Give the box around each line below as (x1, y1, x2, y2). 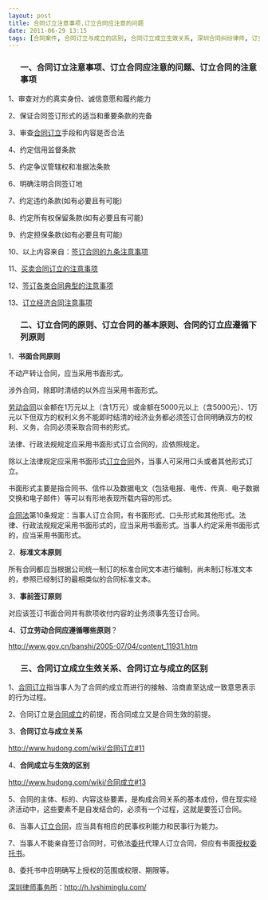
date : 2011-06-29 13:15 (8, 26, 88, 34)
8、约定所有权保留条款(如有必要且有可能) (8, 213, 144, 222)
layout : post (8, 11, 52, 20)
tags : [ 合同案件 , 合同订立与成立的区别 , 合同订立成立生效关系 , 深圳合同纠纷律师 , (8, 34, 249, 42)
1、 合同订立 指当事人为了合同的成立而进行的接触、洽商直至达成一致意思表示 (8, 682, 256, 692)
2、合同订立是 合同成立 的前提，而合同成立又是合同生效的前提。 (8, 710, 215, 719)
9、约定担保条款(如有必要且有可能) (8, 230, 123, 239)
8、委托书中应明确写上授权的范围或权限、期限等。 (8, 866, 174, 875)
